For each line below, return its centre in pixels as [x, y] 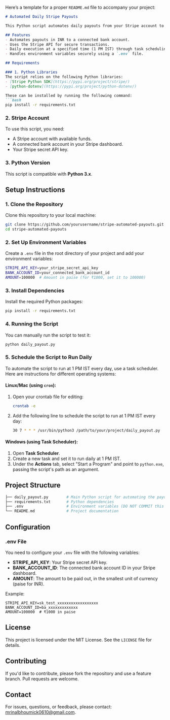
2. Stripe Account [27, 118]
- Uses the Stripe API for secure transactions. [57, 44]
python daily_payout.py [30, 344]
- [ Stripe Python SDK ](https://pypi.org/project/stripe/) [68, 81]
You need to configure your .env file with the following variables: [73, 552]
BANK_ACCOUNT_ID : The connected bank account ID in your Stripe [84, 568]
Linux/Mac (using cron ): [31, 385]
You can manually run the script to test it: [48, 335]
